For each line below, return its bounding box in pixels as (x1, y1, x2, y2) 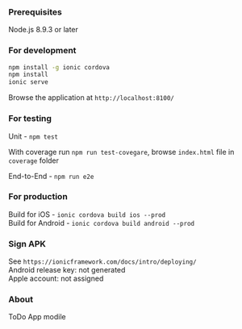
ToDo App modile (8, 312, 66, 322)
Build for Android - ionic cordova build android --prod (8, 218, 195, 227)
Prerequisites (8, 6, 62, 18)
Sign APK (8, 238, 47, 249)
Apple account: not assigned (8, 273, 104, 284)
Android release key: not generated (8, 265, 126, 275)
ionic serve (8, 78, 48, 86)
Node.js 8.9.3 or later (8, 25, 79, 35)
